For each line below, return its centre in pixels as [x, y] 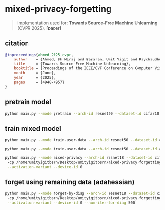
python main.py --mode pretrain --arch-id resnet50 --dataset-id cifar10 [82, 113]
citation [17, 44]
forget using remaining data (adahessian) [70, 182]
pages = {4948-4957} [39, 82]
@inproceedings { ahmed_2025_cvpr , [39, 55]
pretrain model [28, 102]
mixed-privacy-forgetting [58, 9]
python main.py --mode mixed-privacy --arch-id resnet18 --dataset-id [79, 158]
